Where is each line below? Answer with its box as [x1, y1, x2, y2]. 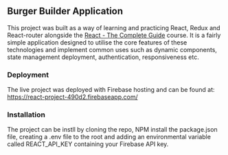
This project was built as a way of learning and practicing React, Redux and [7, 23, 221, 32]
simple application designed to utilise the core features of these [7, 38, 187, 47]
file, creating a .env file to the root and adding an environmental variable [7, 133, 212, 141]
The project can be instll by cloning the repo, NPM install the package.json [7, 126, 218, 134]
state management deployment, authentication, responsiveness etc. [7, 53, 199, 61]
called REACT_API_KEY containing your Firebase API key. [7, 140, 169, 148]
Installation [7, 110, 46, 119]
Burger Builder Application [7, 5, 124, 17]
